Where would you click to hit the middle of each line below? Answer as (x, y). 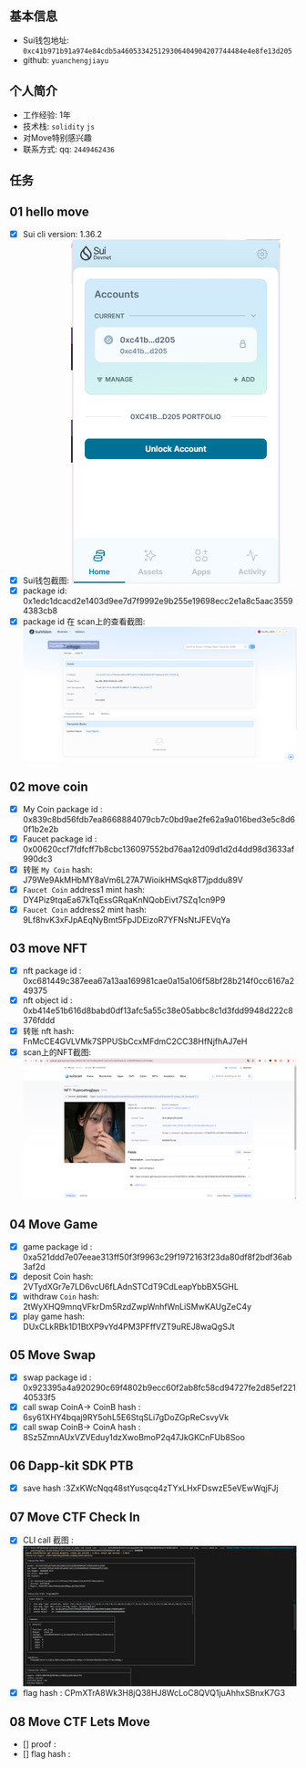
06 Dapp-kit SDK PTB (71, 1466)
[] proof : (39, 1744)
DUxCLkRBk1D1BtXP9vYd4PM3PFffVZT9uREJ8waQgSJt (128, 1326)
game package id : (57, 1246)
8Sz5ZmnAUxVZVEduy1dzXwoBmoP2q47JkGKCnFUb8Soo (134, 1437)
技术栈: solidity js (59, 126)
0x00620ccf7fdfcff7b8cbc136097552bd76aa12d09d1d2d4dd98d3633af (158, 849)
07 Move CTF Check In (75, 1517)
